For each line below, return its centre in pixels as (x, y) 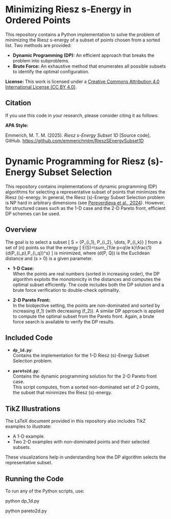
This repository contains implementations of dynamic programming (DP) (81, 186)
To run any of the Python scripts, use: (45, 491)
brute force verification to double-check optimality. (66, 290)
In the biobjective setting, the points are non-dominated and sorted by (86, 305)
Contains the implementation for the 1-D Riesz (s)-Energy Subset (81, 355)
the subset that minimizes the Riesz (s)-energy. (62, 393)
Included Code (29, 338)
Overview (21, 230)
